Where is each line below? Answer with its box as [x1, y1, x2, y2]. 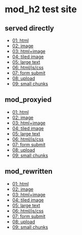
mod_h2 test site [5, 4, 77, 15]
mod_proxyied [5, 95, 52, 104]
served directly [5, 24, 54, 33]
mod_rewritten [5, 167, 53, 176]
